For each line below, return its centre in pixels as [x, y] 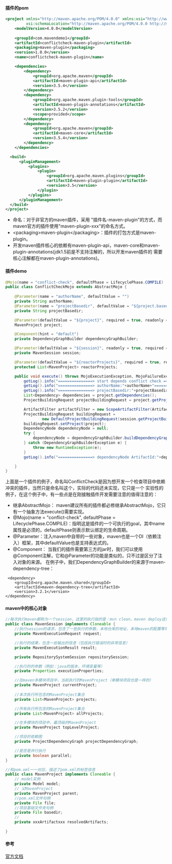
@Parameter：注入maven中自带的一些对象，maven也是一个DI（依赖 [85, 536]
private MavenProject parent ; [47, 793]
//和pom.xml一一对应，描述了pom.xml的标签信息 [50, 770]
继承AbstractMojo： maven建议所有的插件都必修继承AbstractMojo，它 [87, 505]
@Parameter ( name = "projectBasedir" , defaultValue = [72, 306]
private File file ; [35, 803]
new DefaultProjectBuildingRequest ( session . [90, 419]
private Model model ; [37, 784]
